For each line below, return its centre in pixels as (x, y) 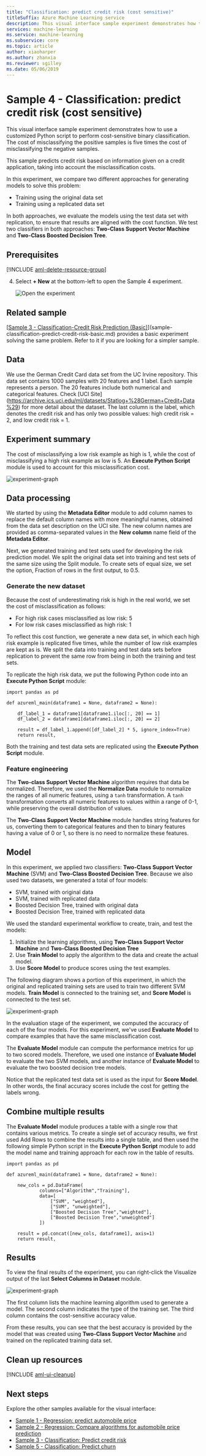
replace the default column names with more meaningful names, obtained (100, 519)
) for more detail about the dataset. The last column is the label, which (106, 407)
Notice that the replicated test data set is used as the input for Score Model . (102, 1079)
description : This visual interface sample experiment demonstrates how (101, 23)
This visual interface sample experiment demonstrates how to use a (92, 129)
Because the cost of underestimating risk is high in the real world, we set (98, 600)
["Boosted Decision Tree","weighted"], (101, 1212)
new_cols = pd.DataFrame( (51, 1185)
